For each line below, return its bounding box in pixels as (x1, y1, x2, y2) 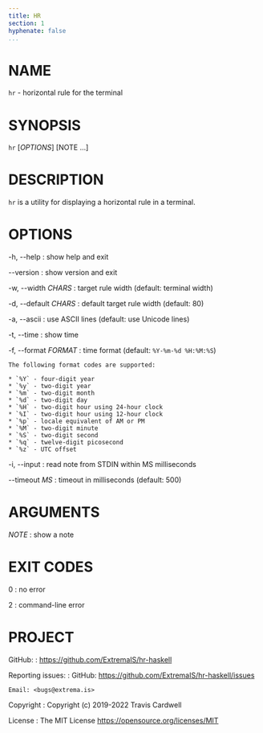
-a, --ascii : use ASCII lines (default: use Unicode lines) (8, 314, 190, 324)
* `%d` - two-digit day (8, 396, 88, 404)
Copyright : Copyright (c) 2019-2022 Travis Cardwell (8, 700, 182, 710)
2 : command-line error (8, 600, 86, 609)
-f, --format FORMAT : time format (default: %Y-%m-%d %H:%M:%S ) (8, 346, 216, 355)
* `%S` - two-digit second (8, 432, 99, 440)
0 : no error (8, 584, 46, 594)
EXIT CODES (8, 558, 94, 576)
